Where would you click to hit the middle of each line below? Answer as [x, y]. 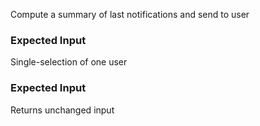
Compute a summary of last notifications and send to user [130, 14]
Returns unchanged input [62, 110]
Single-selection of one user [69, 62]
